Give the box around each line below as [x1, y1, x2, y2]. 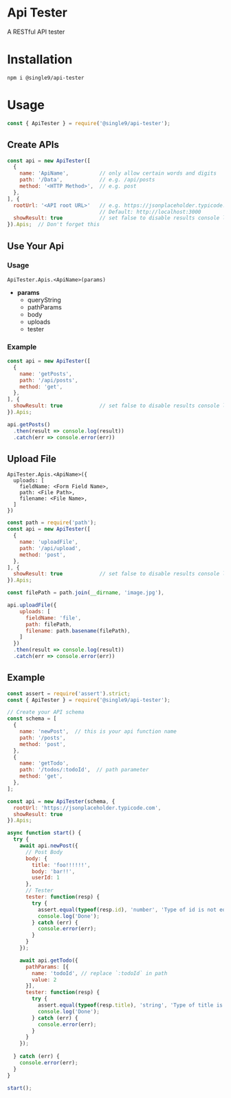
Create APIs [7, 139, 60, 151]
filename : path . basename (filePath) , [25, 627, 131, 634]
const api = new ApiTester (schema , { [7, 798, 115, 805]
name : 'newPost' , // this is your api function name [19, 728, 177, 735]
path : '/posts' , [19, 734, 67, 741]
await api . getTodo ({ [19, 957, 78, 964]
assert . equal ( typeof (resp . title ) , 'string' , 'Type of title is [37, 1002, 223, 1009]
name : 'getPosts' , [19, 370, 72, 377]
